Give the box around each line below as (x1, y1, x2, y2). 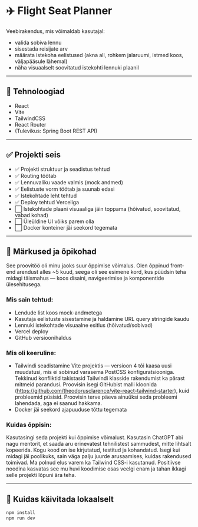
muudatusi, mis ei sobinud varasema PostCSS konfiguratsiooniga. (14, 368, 175, 375)
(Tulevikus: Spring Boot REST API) (14, 127, 98, 134)
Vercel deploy (14, 327, 49, 335)
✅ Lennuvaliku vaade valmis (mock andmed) (14, 178, 124, 185)
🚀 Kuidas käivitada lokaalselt (6, 494, 114, 504)
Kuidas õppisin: (6, 420, 52, 429)
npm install (6, 510, 35, 516)
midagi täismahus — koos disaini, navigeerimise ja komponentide (6, 274, 164, 282)
